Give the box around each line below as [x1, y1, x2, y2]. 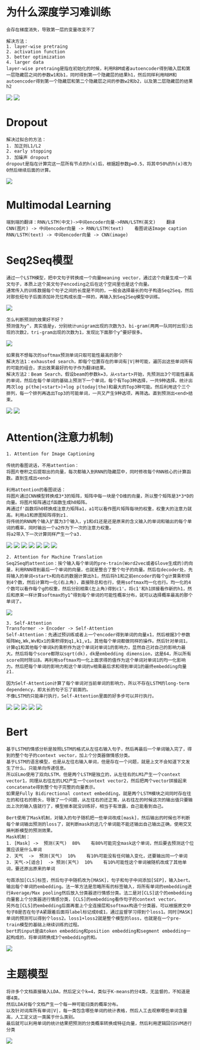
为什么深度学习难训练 [6, 5, 112, 19]
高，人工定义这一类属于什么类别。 [6, 1014, 78, 1020]
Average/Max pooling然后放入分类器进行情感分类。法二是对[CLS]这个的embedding [10, 890, 192, 896]
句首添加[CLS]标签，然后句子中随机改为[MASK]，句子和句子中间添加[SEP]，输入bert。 [6, 877, 193, 883]
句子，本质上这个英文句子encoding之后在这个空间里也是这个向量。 [10, 281, 152, 287]
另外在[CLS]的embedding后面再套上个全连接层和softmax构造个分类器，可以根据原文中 [6, 902, 192, 909]
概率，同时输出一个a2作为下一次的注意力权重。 [14, 524, 114, 531]
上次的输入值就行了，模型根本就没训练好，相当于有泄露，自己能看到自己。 [10, 803, 167, 809]
